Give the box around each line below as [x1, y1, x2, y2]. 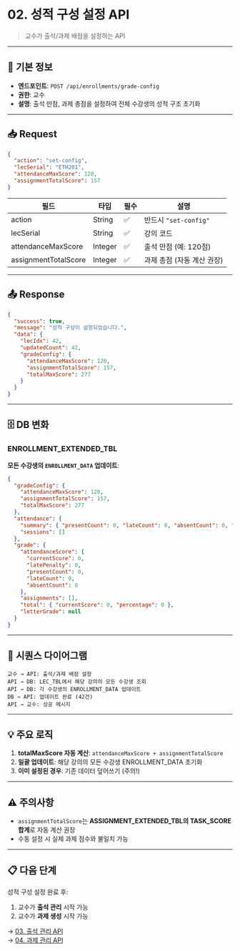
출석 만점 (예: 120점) [144, 242, 211, 252]
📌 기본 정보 [7, 61, 54, 74]
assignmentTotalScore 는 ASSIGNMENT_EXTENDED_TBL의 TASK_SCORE [17, 817, 232, 825]
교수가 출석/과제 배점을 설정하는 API [24, 31, 126, 40]
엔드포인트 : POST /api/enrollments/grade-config [17, 81, 159, 90]
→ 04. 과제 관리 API [7, 936, 64, 945]
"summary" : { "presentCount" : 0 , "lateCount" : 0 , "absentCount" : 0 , [20, 522, 229, 529]
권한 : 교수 [17, 90, 45, 99]
